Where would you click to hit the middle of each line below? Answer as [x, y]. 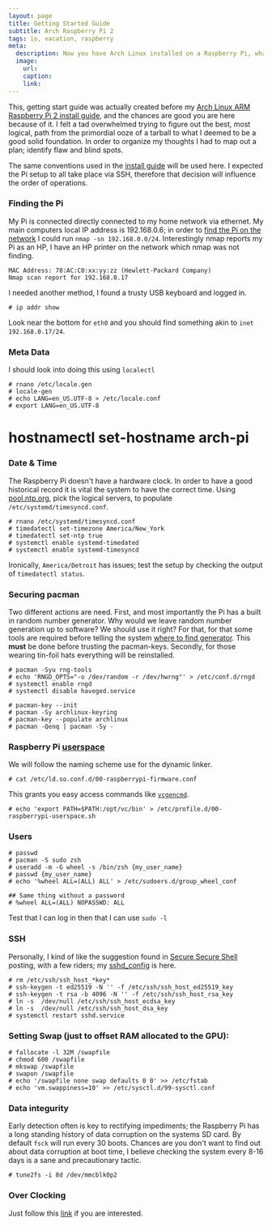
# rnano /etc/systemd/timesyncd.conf [72, 521]
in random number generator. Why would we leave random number [120, 620]
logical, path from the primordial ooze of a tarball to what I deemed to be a [132, 132]
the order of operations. [48, 182]
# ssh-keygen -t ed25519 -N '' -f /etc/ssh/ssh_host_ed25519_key [121, 987]
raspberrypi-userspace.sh [52, 816]
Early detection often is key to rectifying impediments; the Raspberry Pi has [134, 1126]
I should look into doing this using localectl [82, 370]
